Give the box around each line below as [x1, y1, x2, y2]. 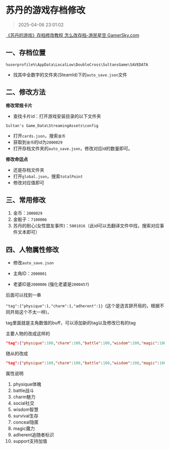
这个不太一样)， [19, 309, 52, 315]
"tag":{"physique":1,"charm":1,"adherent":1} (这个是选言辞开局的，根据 [6, 303, 160, 309]
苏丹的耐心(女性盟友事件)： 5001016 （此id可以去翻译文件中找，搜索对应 [13, 223, 160, 229]
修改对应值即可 [13, 179, 44, 185]
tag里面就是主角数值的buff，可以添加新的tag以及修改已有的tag [6, 320, 136, 326]
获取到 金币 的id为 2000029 [13, 139, 63, 145]
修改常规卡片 [6, 102, 32, 108]
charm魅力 [13, 393, 36, 400]
